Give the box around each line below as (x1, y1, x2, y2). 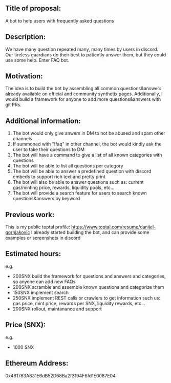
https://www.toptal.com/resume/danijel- (71, 224, 156, 230)
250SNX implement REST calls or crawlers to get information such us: (12, 294, 160, 301)
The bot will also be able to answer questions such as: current (12, 179, 144, 185)
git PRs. (5, 102, 22, 108)
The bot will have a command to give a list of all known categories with (12, 152, 162, 158)
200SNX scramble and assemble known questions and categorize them (12, 284, 164, 290)
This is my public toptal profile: (5, 224, 71, 230)
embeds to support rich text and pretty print (12, 174, 106, 180)
